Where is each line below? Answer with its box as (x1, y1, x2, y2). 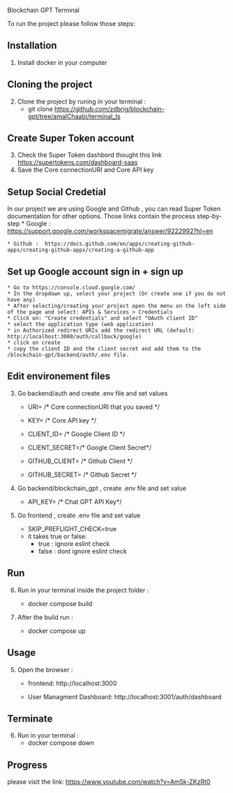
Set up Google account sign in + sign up (7, 265, 183, 277)
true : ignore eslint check (38, 539, 110, 548)
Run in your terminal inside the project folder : (17, 586, 149, 594)
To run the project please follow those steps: (7, 20, 135, 27)
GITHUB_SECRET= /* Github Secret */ (27, 470, 137, 479)
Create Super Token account (7, 132, 135, 144)
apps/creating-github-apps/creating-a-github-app (7, 246, 155, 254)
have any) (7, 297, 36, 304)
